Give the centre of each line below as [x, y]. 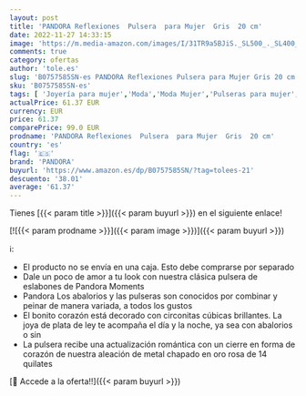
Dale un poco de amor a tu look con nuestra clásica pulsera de [140, 277]
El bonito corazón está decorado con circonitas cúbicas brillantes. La [152, 316]
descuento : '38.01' [46, 178]
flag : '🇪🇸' [32, 153]
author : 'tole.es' [44, 69]
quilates [37, 364]
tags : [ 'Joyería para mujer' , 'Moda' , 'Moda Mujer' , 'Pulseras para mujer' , [154, 94]
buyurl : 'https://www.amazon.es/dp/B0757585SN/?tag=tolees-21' [132, 170]
